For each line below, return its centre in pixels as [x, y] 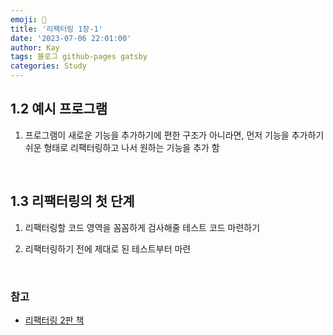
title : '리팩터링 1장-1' [56, 29]
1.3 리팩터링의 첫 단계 [72, 201]
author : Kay [35, 47]
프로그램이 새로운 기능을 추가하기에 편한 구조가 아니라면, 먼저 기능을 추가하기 [174, 135]
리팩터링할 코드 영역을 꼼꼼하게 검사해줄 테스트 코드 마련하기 [142, 227]
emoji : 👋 [28, 19]
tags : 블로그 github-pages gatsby [79, 57]
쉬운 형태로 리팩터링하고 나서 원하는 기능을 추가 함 [122, 147]
